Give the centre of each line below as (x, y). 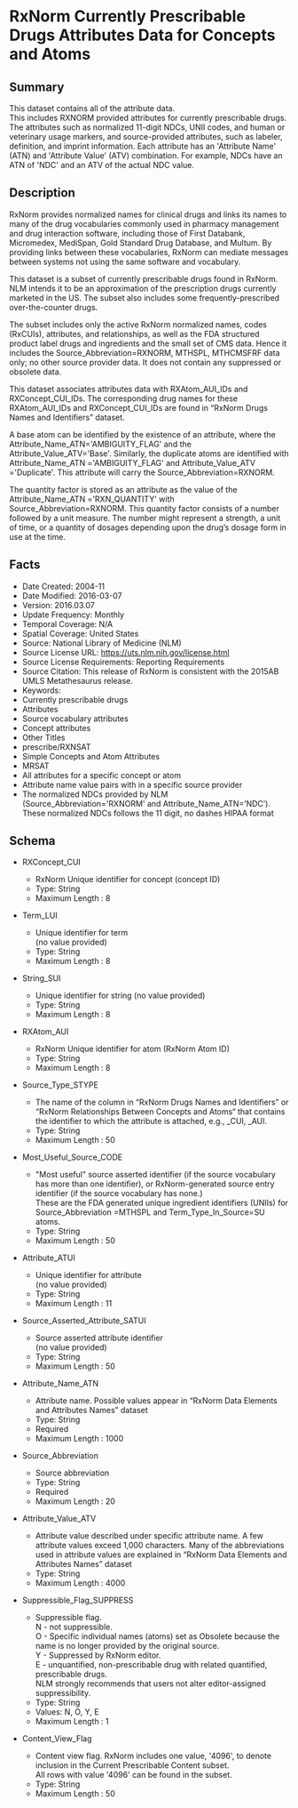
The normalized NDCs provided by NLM (95, 794)
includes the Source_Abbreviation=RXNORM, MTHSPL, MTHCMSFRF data (145, 352)
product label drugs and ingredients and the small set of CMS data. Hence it (148, 343)
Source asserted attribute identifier (99, 1338)
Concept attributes (56, 727)
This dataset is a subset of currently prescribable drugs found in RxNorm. (144, 278)
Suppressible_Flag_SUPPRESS (78, 1600)
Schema (32, 841)
